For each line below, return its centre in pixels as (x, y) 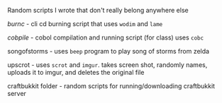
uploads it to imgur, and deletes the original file (76, 72)
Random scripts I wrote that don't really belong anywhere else (98, 10)
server (17, 93)
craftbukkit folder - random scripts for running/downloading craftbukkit (111, 86)
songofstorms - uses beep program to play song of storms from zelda (109, 51)
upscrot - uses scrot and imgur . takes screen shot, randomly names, (107, 65)
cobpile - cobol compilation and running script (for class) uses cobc (106, 37)
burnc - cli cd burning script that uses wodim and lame (85, 24)
